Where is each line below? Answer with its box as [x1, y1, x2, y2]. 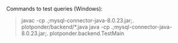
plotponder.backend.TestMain [49, 30, 125, 37]
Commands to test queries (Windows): [6, 5, 103, 12]
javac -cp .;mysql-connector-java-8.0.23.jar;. [21, 17, 134, 24]
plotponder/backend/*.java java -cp [21, 24, 110, 30]
